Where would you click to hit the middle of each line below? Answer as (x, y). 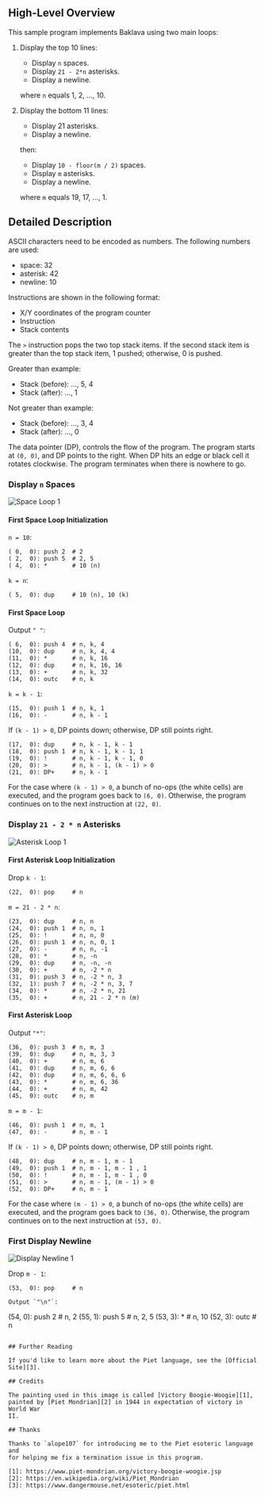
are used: (24, 250)
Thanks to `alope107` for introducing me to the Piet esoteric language (131, 1444)
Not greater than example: (51, 408)
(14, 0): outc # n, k (51, 680)
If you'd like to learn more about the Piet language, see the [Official (133, 1361)
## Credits (26, 1382)
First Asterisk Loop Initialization (61, 860)
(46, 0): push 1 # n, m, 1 (56, 1125)
